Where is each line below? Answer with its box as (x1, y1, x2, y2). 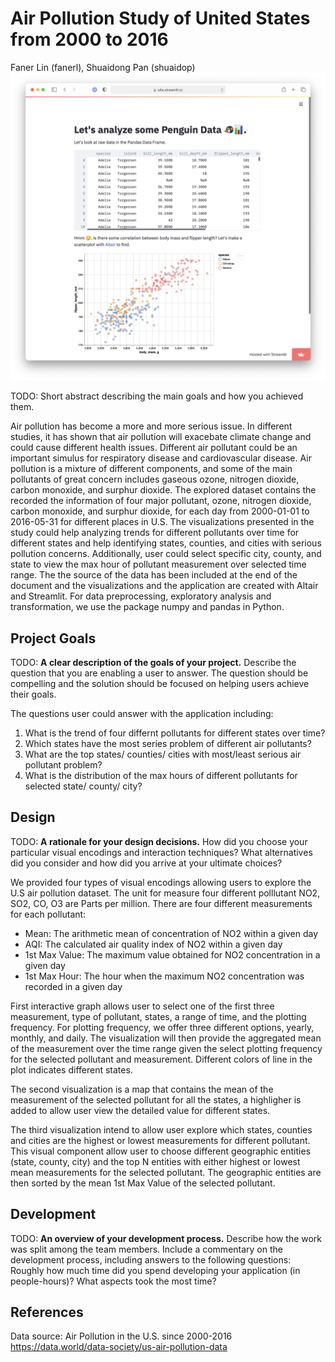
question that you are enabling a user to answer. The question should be (10, 667, 309, 679)
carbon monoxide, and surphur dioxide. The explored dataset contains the (10, 484, 317, 496)
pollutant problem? (24, 758, 103, 771)
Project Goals (10, 630, 97, 647)
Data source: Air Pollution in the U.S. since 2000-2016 (10, 1330, 233, 1342)
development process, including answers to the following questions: (10, 1253, 292, 1266)
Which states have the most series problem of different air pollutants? (24, 737, 312, 749)
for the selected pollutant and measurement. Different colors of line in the (10, 1053, 313, 1065)
